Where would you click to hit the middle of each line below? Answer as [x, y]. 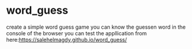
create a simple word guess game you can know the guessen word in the [96, 27]
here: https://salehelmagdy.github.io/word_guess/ [66, 39]
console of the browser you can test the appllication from [77, 33]
